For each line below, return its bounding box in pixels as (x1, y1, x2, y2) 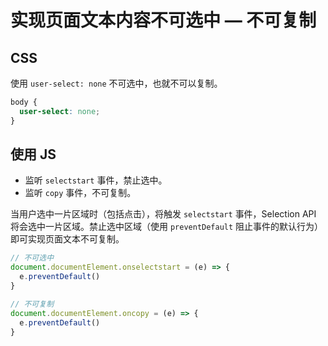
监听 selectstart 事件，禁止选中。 (24, 174, 168, 186)
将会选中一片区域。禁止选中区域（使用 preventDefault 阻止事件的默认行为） (10, 221, 324, 233)
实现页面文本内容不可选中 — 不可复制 (10, 9, 317, 32)
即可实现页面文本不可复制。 (10, 233, 125, 245)
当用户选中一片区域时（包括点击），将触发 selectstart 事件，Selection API (10, 208, 317, 220)
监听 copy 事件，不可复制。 (24, 187, 137, 199)
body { (10, 97, 38, 107)
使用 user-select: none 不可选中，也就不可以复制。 (10, 77, 223, 89)
